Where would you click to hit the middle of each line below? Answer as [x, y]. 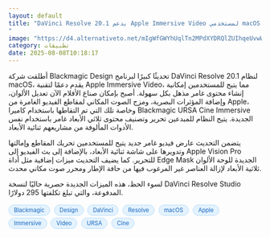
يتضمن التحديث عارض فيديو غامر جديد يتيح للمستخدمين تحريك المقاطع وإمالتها [125, 143]
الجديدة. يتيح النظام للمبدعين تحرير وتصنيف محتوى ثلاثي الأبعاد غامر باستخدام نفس [131, 118]
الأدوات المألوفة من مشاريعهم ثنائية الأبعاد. [71, 127]
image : [19, 38]
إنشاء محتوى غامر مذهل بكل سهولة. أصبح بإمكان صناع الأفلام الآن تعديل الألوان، [126, 93]
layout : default [35, 16]
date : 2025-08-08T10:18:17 [53, 53]
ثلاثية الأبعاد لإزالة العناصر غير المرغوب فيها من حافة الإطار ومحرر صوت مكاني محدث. [135, 168]
